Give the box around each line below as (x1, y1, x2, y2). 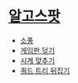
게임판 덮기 (19, 45, 55, 55)
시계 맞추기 (19, 56, 55, 65)
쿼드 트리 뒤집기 (19, 65, 70, 75)
